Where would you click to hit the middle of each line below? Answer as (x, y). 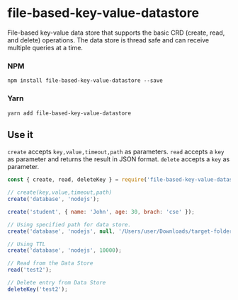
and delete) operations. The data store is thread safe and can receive (108, 40)
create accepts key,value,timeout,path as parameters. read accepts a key (116, 152)
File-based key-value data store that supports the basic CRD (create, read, (116, 33)
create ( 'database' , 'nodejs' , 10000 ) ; (64, 250)
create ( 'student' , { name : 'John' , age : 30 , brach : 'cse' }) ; (101, 212)
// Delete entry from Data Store (57, 283)
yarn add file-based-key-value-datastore (69, 113)
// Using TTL (27, 244)
